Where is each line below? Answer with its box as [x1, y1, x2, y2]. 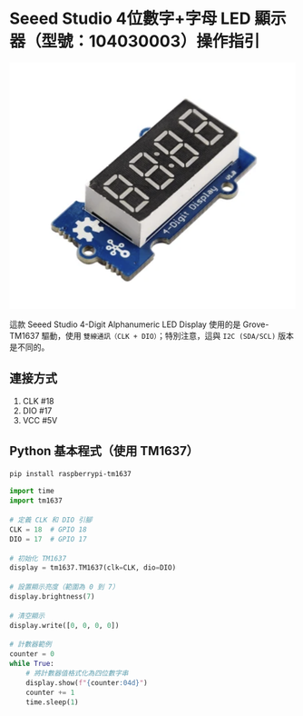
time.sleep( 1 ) [25, 697, 79, 707]
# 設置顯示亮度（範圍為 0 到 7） [9, 582, 120, 592]
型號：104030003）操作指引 [41, 31, 260, 52]
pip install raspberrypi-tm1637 [9, 469, 132, 478]
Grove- [242, 319, 269, 330]
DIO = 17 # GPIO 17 [9, 534, 88, 543]
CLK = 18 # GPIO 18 [9, 524, 88, 534]
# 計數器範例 [9, 640, 52, 650]
